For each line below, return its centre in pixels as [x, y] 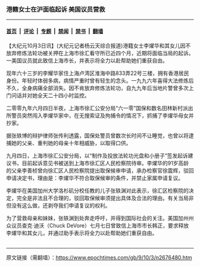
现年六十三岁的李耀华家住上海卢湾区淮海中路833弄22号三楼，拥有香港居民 [98, 73]
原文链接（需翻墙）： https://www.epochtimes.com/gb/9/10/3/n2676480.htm [99, 257]
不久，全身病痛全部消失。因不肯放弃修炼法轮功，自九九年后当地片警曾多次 [97, 88]
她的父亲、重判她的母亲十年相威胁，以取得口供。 [71, 143]
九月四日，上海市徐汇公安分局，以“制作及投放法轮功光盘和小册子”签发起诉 [97, 155]
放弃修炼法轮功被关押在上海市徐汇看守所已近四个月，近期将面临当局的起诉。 [100, 53]
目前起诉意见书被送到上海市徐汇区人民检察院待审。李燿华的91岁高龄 [105, 163]
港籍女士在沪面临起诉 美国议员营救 [56, 9]
